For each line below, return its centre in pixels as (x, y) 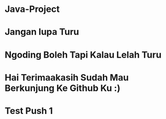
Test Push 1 (29, 111)
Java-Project (32, 9)
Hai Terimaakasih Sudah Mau (67, 77)
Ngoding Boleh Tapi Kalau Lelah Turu (83, 55)
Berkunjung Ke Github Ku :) (63, 88)
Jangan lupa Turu (42, 32)
